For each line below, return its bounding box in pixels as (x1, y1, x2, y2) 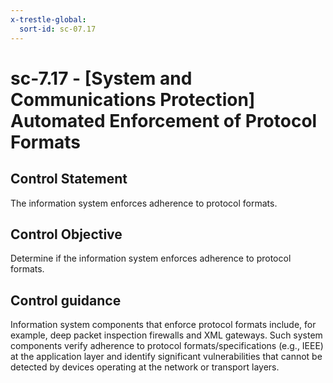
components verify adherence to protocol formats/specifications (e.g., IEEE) (10, 340, 324, 352)
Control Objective (10, 226, 123, 243)
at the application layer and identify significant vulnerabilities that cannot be (10, 351, 323, 363)
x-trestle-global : (10, 14, 87, 25)
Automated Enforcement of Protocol (10, 109, 318, 132)
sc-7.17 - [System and (10, 67, 193, 90)
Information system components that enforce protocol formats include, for (10, 319, 317, 331)
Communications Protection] (10, 88, 256, 111)
